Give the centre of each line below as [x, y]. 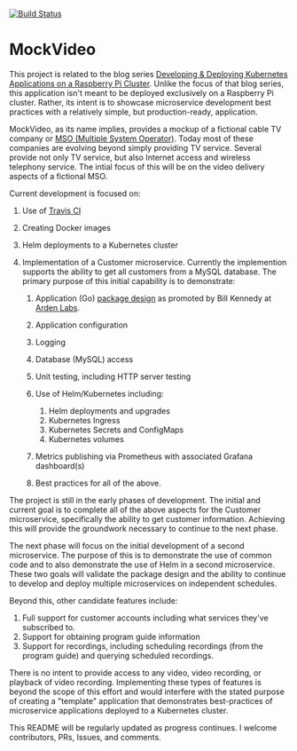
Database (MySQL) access [84, 359]
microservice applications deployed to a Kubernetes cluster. [119, 710]
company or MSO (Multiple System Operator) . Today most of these [132, 138]
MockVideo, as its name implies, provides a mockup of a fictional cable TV [145, 129]
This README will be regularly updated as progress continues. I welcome [143, 727]
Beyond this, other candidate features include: [94, 600]
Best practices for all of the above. [98, 483]
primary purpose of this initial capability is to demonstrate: [129, 281]
